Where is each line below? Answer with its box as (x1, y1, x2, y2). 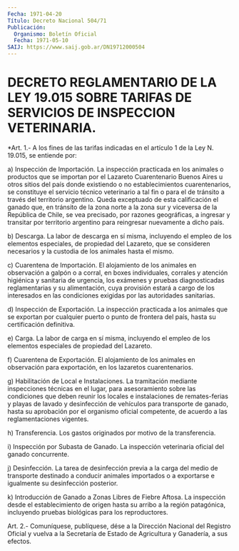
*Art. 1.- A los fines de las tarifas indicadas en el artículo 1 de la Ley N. (7, 143, 214, 152)
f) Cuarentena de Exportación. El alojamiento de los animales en (7, 355, 195, 364)
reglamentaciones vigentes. (7, 415, 89, 423)
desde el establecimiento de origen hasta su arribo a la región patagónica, (7, 500, 226, 509)
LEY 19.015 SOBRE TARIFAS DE (7, 90, 193, 106)
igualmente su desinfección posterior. (7, 479, 118, 487)
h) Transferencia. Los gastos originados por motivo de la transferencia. (7, 428, 216, 437)
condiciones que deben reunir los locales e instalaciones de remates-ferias (7, 392, 228, 400)
